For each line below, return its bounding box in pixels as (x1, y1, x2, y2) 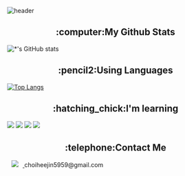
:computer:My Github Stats (56, 26, 175, 38)
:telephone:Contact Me (65, 142, 166, 153)
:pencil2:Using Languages (58, 65, 173, 76)
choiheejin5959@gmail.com (23, 161, 104, 169)
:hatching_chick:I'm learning (52, 103, 179, 115)
